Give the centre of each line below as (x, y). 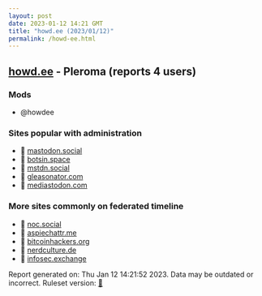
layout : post (30, 16)
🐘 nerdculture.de (48, 250)
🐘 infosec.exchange (53, 258)
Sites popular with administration (75, 133)
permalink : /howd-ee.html (52, 39)
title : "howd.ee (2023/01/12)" (61, 31)
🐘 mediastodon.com (54, 185)
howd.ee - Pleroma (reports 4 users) (103, 71)
